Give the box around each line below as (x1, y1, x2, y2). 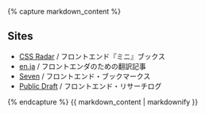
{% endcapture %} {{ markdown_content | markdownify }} (7, 97, 198, 106)
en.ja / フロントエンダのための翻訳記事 (18, 61, 146, 70)
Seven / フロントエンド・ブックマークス (18, 71, 151, 81)
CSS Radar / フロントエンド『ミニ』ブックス (18, 51, 165, 61)
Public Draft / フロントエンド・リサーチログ (18, 81, 162, 90)
